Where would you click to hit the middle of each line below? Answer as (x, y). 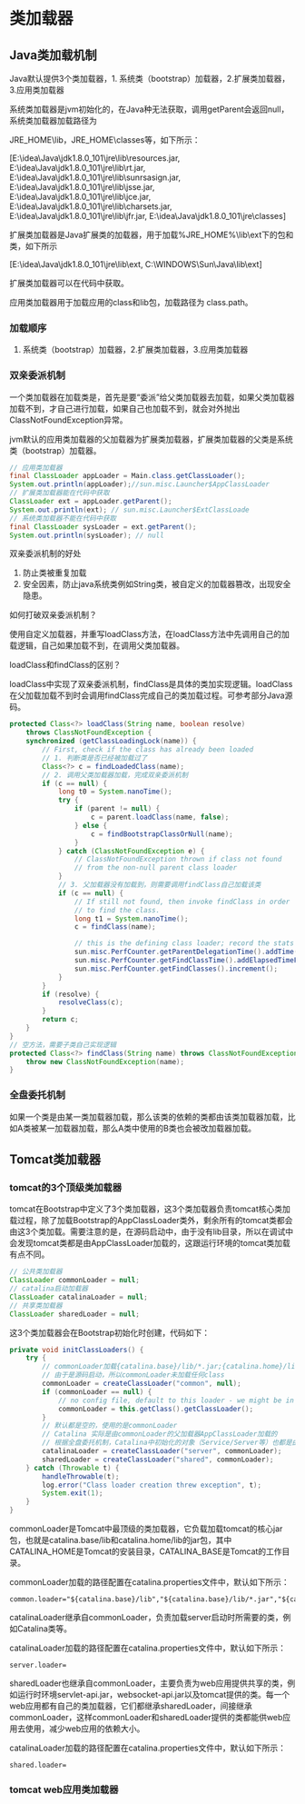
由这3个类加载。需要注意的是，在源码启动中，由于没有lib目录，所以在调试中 (151, 1231)
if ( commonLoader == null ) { (97, 1391)
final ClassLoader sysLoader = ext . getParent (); (103, 527)
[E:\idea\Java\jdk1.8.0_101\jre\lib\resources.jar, (95, 158)
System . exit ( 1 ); (73, 1493)
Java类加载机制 (53, 55)
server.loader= (38, 1665)
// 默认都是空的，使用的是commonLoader (110, 1426)
